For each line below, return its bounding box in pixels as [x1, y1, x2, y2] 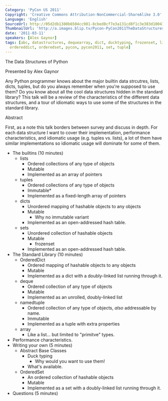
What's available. [27, 363, 63, 369]
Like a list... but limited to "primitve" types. [27, 331, 115, 337]
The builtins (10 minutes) [12, 150, 63, 156]
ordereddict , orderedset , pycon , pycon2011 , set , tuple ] [9, 45, 131, 50]
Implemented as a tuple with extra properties [27, 321, 120, 327]
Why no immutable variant [34, 214, 89, 220]
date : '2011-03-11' [5, 31, 46, 36]
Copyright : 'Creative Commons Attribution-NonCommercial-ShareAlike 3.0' [5, 12, 162, 17]
